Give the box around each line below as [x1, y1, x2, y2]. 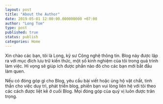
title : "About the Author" [5, 12, 60, 17]
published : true [5, 30, 38, 35]
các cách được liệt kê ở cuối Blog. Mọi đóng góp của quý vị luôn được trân [5, 88, 155, 94]
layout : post [5, 7, 32, 12]
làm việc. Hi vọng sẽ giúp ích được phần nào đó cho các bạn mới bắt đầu [5, 63, 152, 69]
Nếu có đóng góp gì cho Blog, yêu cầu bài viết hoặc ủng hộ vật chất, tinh [5, 78, 153, 83]
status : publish [5, 35, 38, 40]
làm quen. [5, 68, 25, 74]
